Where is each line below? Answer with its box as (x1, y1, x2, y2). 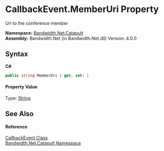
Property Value (5, 84, 38, 90)
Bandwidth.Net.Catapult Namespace (5, 140, 81, 146)
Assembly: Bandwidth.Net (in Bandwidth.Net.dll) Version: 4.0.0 (5, 35, 137, 41)
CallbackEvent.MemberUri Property (5, 4, 159, 15)
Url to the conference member (5, 20, 68, 26)
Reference (5, 123, 28, 129)
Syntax (5, 50, 28, 58)
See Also (5, 110, 34, 118)
